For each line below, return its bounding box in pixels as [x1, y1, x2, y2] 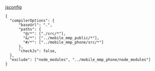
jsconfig [5, 4, 22, 10]
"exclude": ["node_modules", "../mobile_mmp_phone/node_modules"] [9, 57, 151, 62]
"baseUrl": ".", [18, 22, 52, 27]
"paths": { [18, 27, 41, 32]
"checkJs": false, [18, 49, 57, 54]
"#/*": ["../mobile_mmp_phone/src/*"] [23, 40, 104, 45]
